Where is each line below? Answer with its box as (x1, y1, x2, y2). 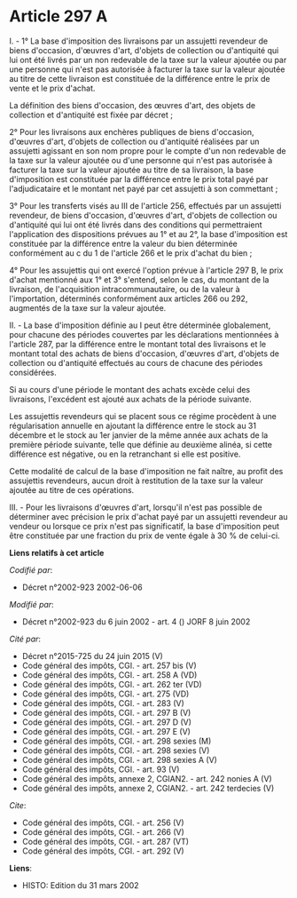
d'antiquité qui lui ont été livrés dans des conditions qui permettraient (9, 219, 263, 230)
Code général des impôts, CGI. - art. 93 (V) (21, 764, 180, 775)
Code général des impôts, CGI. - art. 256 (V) (21, 817, 184, 828)
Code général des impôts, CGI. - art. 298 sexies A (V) (21, 754, 217, 765)
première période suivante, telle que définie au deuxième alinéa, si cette (9, 439, 273, 449)
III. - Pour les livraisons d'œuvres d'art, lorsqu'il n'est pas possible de (9, 502, 263, 513)
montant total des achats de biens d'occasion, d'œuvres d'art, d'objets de (9, 348, 279, 359)
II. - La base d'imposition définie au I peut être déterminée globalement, (9, 320, 271, 330)
